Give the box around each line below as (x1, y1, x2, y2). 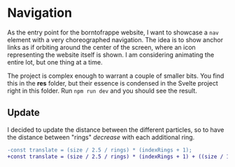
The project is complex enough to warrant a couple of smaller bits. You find (7, 72, 225, 80)
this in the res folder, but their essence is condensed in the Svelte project (7, 79, 218, 87)
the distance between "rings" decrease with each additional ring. (7, 133, 195, 141)
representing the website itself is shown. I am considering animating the (7, 51, 215, 59)
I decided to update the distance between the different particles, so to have (7, 125, 225, 134)
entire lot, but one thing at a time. (7, 58, 103, 66)
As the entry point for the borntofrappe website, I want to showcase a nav (7, 28, 219, 36)
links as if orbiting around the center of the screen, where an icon (7, 43, 196, 51)
